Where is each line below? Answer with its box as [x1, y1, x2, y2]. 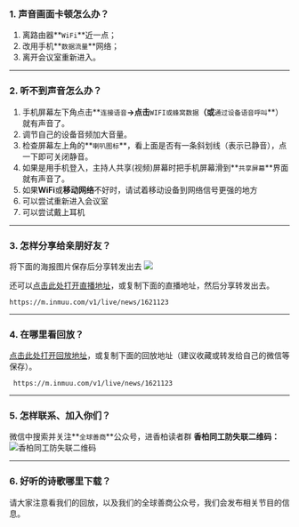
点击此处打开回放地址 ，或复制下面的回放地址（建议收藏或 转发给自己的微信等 [9, 350, 290, 361]
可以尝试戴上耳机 [21, 206, 85, 217]
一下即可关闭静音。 [21, 151, 93, 162]
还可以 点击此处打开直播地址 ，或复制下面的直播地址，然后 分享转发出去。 [9, 280, 274, 291]
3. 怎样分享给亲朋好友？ [9, 239, 111, 252]
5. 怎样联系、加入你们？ [9, 410, 111, 422]
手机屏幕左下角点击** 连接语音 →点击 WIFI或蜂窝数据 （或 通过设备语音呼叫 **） [21, 107, 284, 117]
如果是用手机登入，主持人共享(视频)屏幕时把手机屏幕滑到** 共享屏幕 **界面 [21, 162, 289, 172]
